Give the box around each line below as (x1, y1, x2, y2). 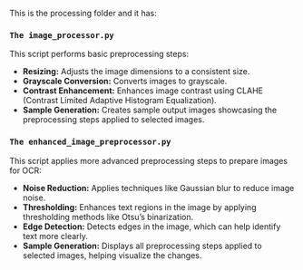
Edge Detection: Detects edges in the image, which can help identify (22, 221, 281, 232)
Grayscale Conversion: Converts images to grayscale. (22, 76, 228, 87)
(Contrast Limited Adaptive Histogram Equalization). (22, 95, 218, 106)
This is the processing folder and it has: (9, 8, 157, 18)
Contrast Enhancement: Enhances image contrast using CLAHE (22, 85, 263, 96)
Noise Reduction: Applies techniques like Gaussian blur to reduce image (22, 182, 295, 193)
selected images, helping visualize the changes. (22, 249, 202, 261)
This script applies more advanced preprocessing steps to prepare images (9, 155, 288, 166)
